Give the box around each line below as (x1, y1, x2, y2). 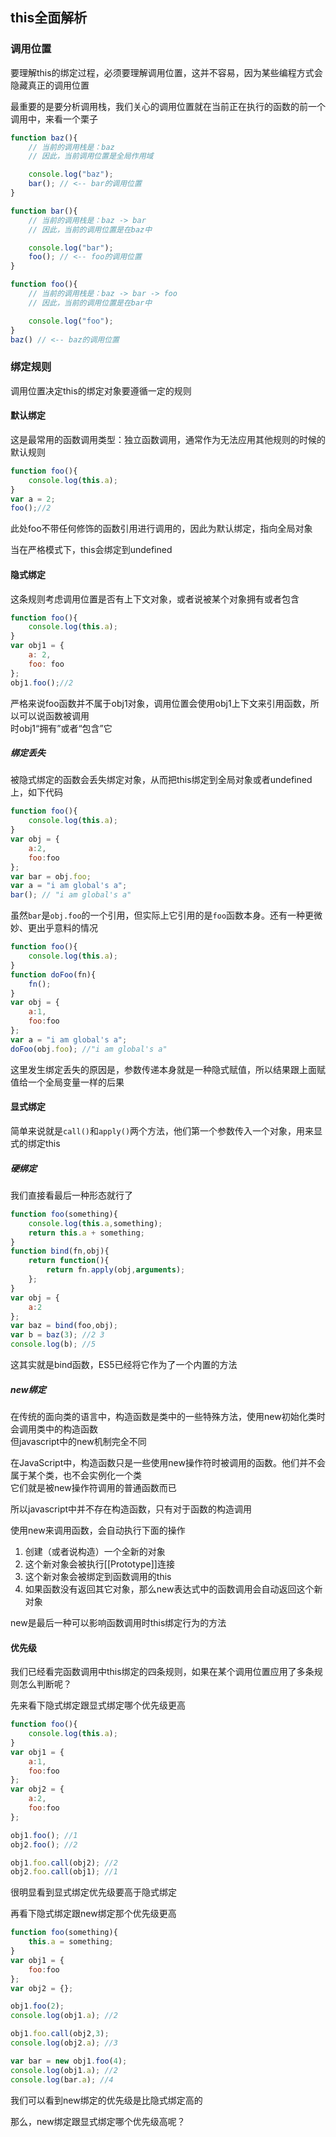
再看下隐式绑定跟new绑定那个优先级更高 (10, 1908, 177, 1920)
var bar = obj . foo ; (10, 871, 92, 882)
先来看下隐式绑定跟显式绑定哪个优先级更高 (10, 1699, 186, 1712)
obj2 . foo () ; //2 (10, 1839, 78, 1850)
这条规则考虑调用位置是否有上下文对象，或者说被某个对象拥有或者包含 (10, 593, 300, 605)
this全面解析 (10, 9, 88, 27)
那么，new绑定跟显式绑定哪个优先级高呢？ (10, 2115, 186, 2127)
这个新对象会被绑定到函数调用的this (24, 1571, 172, 1582)
